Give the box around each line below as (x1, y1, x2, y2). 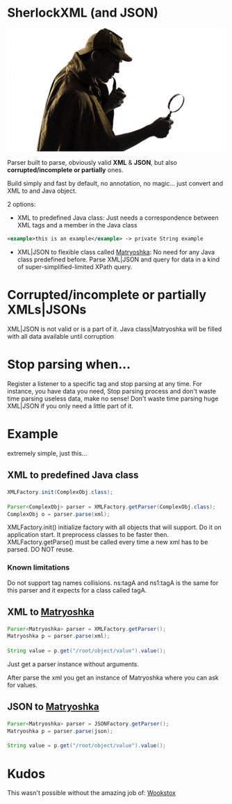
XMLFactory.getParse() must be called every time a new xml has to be (7, 538, 208, 547)
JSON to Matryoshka (7, 701, 99, 713)
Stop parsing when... (7, 357, 131, 373)
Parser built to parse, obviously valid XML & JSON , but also (7, 159, 177, 167)
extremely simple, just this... (7, 449, 88, 458)
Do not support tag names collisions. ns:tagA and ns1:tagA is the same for (7, 579, 219, 587)
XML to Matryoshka (7, 606, 94, 618)
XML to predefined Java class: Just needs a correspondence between (17, 214, 219, 222)
